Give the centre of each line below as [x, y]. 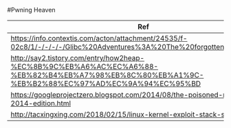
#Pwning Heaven [32, 10]
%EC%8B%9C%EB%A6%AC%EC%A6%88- [85, 66]
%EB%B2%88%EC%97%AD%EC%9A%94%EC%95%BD [106, 84]
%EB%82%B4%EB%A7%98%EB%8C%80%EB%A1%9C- [107, 75]
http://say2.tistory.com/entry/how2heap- [78, 58]
